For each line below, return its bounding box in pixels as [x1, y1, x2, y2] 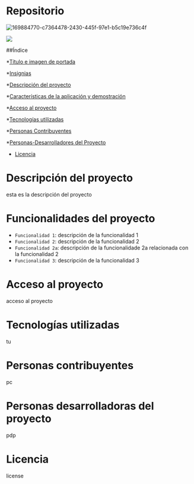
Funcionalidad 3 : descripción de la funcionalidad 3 [14, 257, 139, 264]
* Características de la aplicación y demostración [6, 92, 126, 99]
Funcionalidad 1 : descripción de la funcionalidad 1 [14, 231, 138, 239]
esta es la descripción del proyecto [6, 191, 92, 198]
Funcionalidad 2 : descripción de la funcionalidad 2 [14, 238, 139, 245]
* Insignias [6, 70, 31, 77]
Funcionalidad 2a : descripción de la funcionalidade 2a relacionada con [14, 244, 189, 251]
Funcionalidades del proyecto [6, 212, 155, 226]
